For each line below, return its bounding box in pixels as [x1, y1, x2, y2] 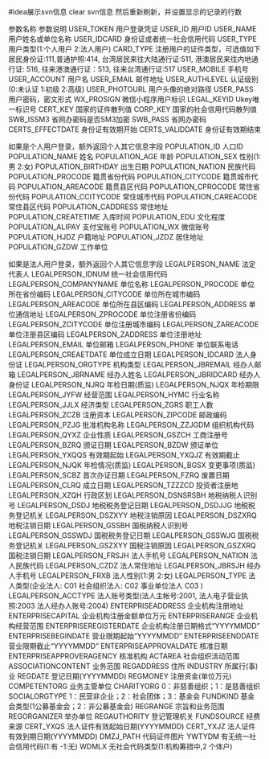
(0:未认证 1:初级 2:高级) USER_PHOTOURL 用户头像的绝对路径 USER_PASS [8, 84, 255, 94]
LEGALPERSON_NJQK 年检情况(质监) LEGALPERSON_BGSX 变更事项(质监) [8, 461, 255, 470]
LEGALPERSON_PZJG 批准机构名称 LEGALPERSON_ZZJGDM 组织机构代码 [8, 421, 255, 429]
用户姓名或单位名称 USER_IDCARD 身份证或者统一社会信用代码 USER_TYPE [8, 35, 257, 43]
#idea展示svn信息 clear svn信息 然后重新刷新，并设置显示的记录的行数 [8, 7, 243, 16]
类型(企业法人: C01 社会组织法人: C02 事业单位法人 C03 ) [14, 581, 203, 590]
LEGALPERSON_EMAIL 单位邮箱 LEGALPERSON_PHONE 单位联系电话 [8, 340, 239, 349]
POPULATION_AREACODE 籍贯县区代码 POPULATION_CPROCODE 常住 [17, 182, 253, 191]
